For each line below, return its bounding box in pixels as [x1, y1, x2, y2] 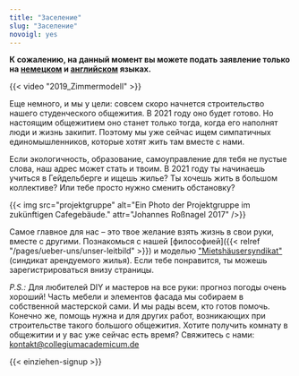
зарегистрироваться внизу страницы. [9, 265, 155, 276]
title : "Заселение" [9, 13, 82, 22]
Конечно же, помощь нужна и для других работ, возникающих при [9, 311, 266, 321]
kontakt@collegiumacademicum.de [9, 339, 140, 350]
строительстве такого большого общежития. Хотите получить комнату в [9, 320, 288, 331]
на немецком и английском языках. [9, 64, 152, 74]
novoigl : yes [9, 30, 58, 38]
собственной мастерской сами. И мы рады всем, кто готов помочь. [9, 301, 270, 312]
